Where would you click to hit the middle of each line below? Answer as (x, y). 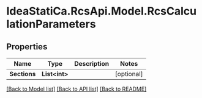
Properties (27, 47)
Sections (23, 74)
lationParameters (51, 24)
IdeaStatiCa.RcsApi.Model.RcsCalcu (102, 11)
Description (92, 64)
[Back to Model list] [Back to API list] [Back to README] (77, 89)
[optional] (129, 74)
